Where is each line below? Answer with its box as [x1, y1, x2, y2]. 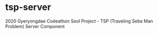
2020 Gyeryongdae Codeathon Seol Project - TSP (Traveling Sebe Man [5, 18, 153, 24]
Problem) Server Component [5, 23, 65, 29]
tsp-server [5, 1, 51, 13]
